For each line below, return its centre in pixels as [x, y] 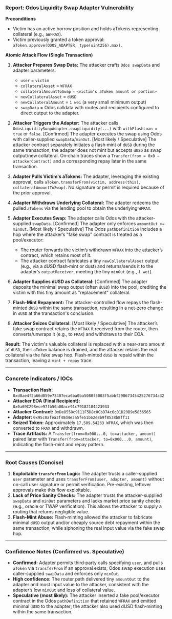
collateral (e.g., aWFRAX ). [37, 34]
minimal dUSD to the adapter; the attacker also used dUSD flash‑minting [87, 606]
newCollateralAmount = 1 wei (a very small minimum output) [83, 102]
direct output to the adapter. [50, 113]
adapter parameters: [34, 70]
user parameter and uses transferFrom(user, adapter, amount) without [88, 479]
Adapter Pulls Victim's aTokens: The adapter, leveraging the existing [86, 176]
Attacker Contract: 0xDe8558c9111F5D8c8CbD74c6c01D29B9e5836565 [82, 411]
